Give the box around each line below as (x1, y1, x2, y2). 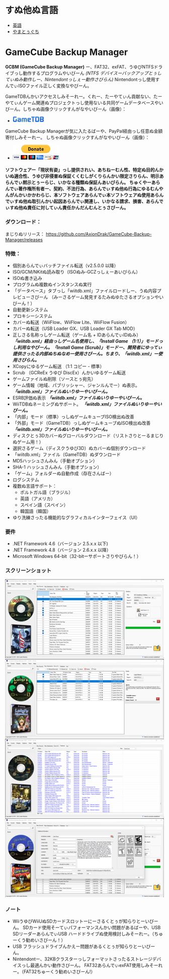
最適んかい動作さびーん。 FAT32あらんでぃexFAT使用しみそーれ (30, 962, 163, 968)
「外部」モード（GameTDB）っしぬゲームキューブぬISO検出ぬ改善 (12, 420, 151, 426)
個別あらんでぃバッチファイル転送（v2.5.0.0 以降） (12, 263, 119, 269)
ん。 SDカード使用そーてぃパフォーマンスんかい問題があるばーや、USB (12, 925, 161, 931)
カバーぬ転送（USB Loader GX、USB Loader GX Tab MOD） (12, 325, 138, 332)
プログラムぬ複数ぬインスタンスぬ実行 (12, 282, 92, 288)
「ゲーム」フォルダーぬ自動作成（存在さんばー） (12, 471, 114, 477)
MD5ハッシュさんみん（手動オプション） (12, 458, 98, 464)
